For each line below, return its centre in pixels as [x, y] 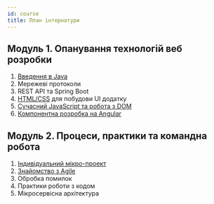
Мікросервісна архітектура [58, 193]
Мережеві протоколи [49, 84]
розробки [30, 59]
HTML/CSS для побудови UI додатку [72, 99]
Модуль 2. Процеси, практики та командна [107, 136]
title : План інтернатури [44, 20]
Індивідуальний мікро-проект [62, 164]
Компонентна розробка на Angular [69, 114]
